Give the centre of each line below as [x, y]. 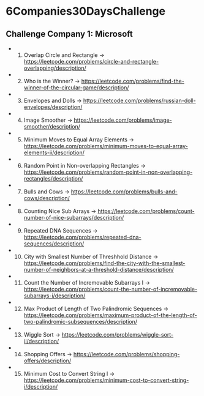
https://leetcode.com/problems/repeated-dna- [82, 237]
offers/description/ [47, 361]
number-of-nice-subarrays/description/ [74, 218]
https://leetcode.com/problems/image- [123, 120]
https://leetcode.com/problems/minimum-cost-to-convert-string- [106, 380]
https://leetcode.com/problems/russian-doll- [140, 100]
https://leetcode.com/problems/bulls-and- [124, 192]
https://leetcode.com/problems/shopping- [127, 354]
